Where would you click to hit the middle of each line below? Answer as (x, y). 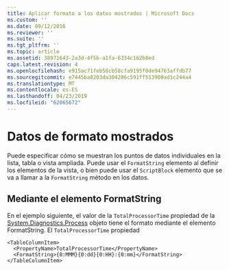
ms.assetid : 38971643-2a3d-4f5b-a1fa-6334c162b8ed (81, 58)
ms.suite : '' (26, 39)
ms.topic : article (33, 52)
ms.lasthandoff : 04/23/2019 (47, 97)
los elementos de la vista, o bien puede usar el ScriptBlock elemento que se (115, 170)
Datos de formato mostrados (91, 137)
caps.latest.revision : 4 (43, 64)
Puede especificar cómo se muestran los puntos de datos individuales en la (114, 156)
